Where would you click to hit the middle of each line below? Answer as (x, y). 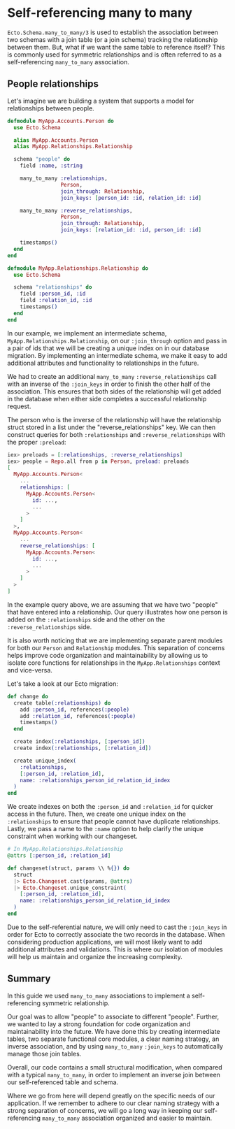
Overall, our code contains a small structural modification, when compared (115, 1067)
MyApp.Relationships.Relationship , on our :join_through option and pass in (117, 340)
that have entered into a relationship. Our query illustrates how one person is (117, 612)
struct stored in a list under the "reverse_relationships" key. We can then (112, 427)
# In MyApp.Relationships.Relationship (65, 849)
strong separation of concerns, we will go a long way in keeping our (105, 1110)
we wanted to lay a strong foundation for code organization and (99, 1024)
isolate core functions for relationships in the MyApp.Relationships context (114, 663)
